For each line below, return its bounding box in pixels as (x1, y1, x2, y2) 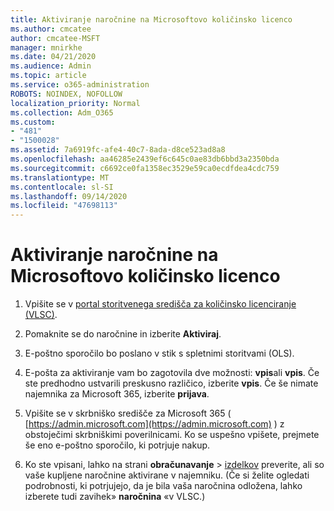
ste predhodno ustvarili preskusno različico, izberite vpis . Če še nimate (24, 377, 319, 390)
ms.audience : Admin (10, 61, 92, 71)
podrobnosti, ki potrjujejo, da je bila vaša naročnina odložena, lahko (24, 480, 303, 492)
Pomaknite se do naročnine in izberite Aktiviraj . (24, 328, 222, 340)
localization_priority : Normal (10, 98, 141, 108)
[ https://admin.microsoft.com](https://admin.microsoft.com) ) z (24, 418, 285, 430)
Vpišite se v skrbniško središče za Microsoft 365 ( (24, 407, 232, 420)
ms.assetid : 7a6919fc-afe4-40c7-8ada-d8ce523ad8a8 (10, 145, 226, 155)
